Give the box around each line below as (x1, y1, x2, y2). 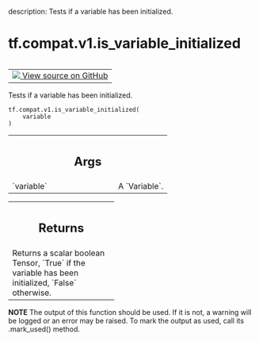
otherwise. (12, 287, 51, 298)
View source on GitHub (22, 70, 109, 81)
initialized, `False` (12, 277, 77, 288)
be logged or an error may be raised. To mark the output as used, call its (8, 316, 244, 325)
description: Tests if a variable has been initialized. (8, 7, 173, 16)
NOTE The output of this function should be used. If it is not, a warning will (8, 307, 252, 316)
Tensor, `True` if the (12, 257, 86, 268)
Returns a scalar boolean (12, 247, 105, 259)
